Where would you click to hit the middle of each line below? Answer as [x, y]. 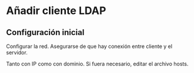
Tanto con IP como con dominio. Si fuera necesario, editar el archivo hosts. [97, 64]
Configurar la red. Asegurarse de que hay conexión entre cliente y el [89, 46]
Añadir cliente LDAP [56, 11]
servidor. [17, 53]
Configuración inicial [45, 32]
